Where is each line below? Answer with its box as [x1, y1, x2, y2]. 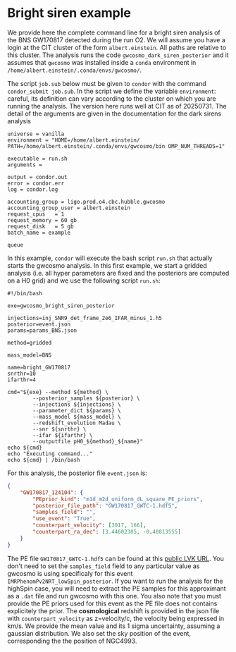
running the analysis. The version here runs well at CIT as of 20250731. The [7, 102, 227, 110]
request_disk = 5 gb [7, 223, 74, 230]
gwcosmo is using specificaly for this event [7, 569, 133, 577]
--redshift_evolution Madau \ [32, 419, 121, 426]
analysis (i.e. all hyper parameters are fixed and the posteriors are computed [7, 269, 230, 277]
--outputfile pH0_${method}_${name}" [32, 438, 143, 445]
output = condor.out [7, 173, 68, 180]
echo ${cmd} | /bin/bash [7, 456, 80, 463]
